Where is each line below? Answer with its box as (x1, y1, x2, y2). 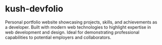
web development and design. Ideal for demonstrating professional (5, 29, 140, 35)
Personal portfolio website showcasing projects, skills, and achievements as (5, 19, 157, 25)
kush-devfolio (5, 3, 63, 14)
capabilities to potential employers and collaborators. (5, 34, 111, 40)
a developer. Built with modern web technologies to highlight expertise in (5, 24, 151, 30)
